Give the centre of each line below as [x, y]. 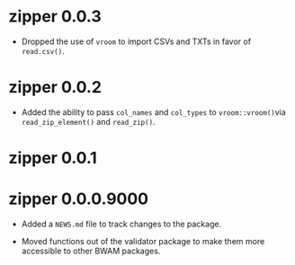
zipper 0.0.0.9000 [79, 199]
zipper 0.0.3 [55, 17]
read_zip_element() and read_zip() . [88, 121]
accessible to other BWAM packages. [91, 251]
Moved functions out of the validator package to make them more [143, 241]
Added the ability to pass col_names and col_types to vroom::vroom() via [154, 112]
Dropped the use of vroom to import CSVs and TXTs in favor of [136, 41]
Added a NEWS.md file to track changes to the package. [121, 224]
